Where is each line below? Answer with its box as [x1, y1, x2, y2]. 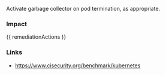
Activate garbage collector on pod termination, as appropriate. [6, 5, 161, 12]
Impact [6, 20, 28, 28]
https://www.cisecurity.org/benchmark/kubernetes [14, 62, 141, 69]
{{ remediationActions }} [6, 33, 67, 40]
